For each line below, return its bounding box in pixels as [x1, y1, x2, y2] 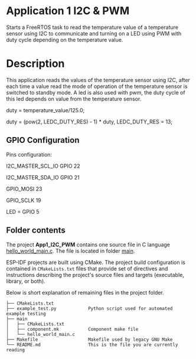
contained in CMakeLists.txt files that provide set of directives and [6, 265, 168, 272]
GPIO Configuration [6, 135, 80, 145]
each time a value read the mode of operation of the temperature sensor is [6, 83, 188, 90]
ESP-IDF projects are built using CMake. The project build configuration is [6, 259, 186, 266]
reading [6, 347, 25, 353]
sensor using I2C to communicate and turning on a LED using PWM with [6, 30, 182, 37]
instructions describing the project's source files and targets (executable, [6, 271, 185, 278]
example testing [6, 311, 46, 316]
